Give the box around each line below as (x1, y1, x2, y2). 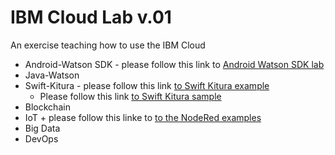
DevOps (24, 132, 59, 145)
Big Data (24, 122, 61, 134)
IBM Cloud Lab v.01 (10, 6, 172, 29)
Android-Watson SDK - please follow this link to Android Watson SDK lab (24, 58, 325, 70)
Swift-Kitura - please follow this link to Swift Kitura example (24, 79, 270, 91)
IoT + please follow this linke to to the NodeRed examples (24, 111, 262, 123)
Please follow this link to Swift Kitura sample (39, 90, 222, 102)
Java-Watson (24, 69, 80, 81)
